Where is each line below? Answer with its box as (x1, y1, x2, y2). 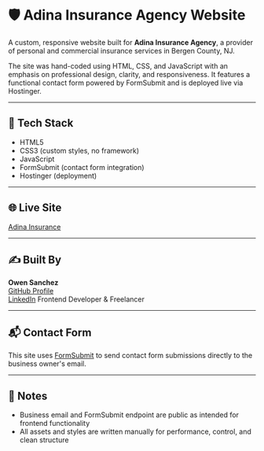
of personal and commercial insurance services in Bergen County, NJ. (8, 46, 235, 55)
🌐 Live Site (8, 201, 62, 215)
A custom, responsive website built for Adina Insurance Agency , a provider (8, 37, 254, 47)
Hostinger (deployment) (19, 171, 97, 180)
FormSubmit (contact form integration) (19, 162, 145, 172)
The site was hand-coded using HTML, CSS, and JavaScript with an (8, 61, 229, 71)
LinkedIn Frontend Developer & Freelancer (8, 294, 145, 304)
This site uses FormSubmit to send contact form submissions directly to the (8, 351, 253, 360)
